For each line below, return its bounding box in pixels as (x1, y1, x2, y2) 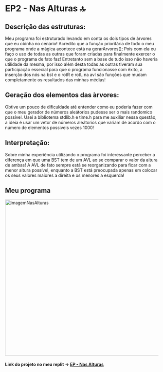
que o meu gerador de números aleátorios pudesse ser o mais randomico (5, 109, 152, 115)
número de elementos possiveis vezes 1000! (5, 125, 94, 130)
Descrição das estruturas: (5, 22, 86, 31)
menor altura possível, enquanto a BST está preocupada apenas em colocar (5, 167, 158, 173)
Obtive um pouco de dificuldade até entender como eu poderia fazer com (5, 104, 153, 110)
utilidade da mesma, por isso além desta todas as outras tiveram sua (5, 61, 143, 67)
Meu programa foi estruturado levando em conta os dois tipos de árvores (5, 36, 152, 41)
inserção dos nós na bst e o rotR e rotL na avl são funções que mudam (5, 72, 147, 77)
